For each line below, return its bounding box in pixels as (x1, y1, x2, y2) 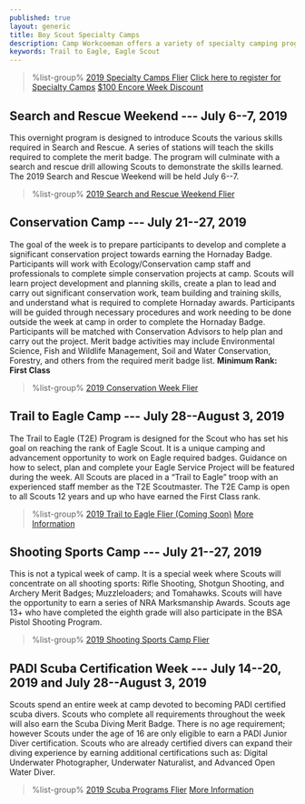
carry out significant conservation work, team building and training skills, (9, 287, 282, 298)
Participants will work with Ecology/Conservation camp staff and (9, 258, 251, 269)
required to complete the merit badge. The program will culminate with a (9, 151, 280, 162)
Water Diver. (9, 767, 56, 778)
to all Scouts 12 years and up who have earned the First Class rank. (9, 490, 261, 501)
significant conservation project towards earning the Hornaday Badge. (9, 248, 273, 259)
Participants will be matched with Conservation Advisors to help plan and (9, 326, 283, 337)
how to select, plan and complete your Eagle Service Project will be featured (9, 461, 295, 473)
